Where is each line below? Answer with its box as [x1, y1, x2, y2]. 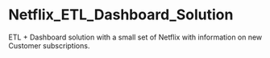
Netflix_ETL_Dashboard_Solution [8, 6, 234, 24]
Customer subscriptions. [8, 40, 90, 50]
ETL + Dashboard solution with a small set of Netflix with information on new [8, 32, 263, 42]
